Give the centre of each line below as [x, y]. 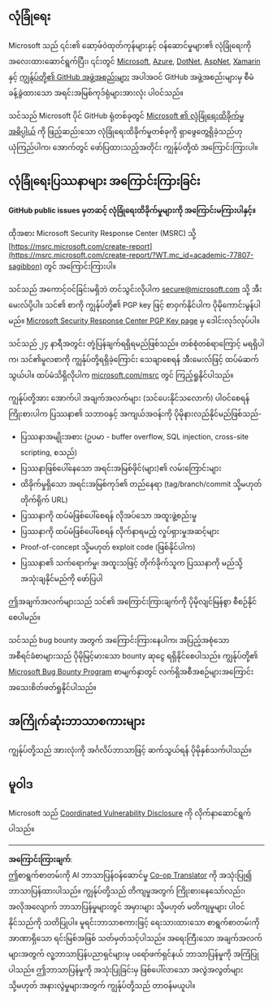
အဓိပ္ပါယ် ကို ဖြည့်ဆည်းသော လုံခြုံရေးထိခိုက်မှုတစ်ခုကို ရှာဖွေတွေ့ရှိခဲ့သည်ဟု [126, 131]
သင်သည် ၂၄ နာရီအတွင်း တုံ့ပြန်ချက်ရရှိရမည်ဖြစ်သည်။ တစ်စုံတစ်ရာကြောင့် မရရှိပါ [136, 343]
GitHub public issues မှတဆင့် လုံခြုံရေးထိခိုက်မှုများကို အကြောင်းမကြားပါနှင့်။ [132, 210]
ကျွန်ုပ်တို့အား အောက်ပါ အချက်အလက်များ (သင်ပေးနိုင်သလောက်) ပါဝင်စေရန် [129, 398]
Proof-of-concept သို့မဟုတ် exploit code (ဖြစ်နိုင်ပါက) [108, 547]
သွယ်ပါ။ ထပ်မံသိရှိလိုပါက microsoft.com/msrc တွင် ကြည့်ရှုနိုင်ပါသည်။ [121, 375]
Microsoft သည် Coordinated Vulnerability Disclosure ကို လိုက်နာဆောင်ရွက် [130, 813]
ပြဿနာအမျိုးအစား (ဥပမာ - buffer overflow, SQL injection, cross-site [134, 436]
